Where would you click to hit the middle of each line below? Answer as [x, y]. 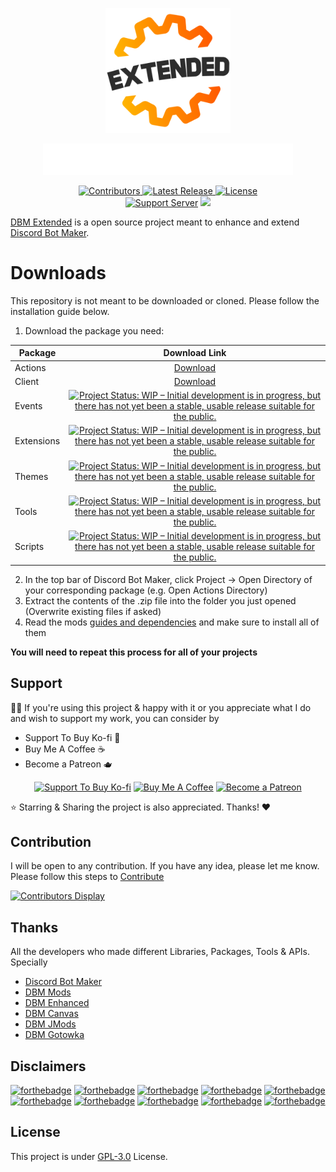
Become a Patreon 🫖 [68, 764]
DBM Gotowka [54, 1035]
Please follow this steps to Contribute [87, 877]
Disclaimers [48, 1066]
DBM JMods [50, 1024]
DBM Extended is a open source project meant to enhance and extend [155, 222]
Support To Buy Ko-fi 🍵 [72, 737]
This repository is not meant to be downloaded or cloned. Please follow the [165, 300]
